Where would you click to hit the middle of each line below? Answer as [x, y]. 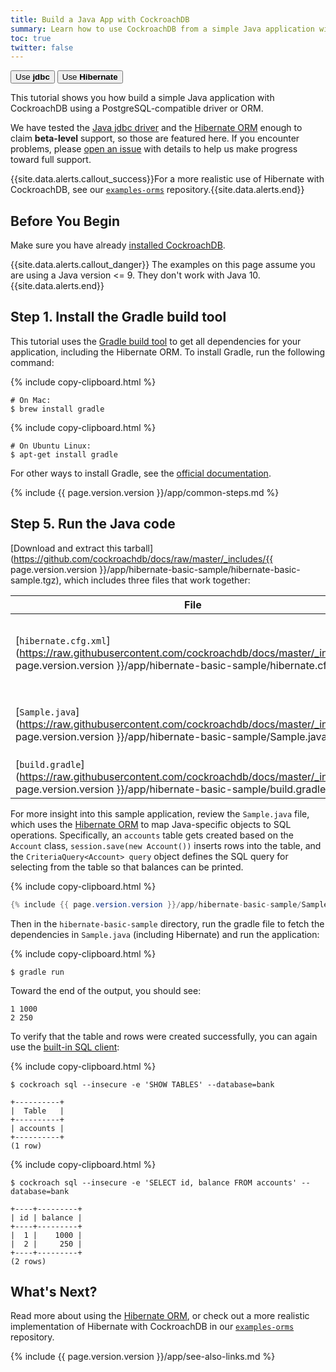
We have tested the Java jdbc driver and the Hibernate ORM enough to [156, 128]
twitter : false [42, 47]
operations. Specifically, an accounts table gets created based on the [152, 835]
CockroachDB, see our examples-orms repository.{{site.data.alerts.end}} [157, 190]
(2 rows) [28, 1261]
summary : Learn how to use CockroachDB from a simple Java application [162, 29]
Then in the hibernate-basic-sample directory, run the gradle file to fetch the [167, 923]
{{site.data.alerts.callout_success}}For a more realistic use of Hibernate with [167, 179]
